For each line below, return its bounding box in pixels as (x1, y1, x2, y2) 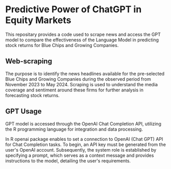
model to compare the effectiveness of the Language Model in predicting (5, 37, 159, 43)
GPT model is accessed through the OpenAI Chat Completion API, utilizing (5, 120, 162, 127)
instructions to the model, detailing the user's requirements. (5, 157, 131, 164)
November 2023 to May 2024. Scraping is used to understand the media (5, 81, 158, 87)
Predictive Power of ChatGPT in (5, 4, 142, 15)
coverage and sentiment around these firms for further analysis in (5, 87, 144, 93)
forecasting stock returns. (5, 92, 60, 98)
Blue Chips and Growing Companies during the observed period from (5, 76, 152, 82)
